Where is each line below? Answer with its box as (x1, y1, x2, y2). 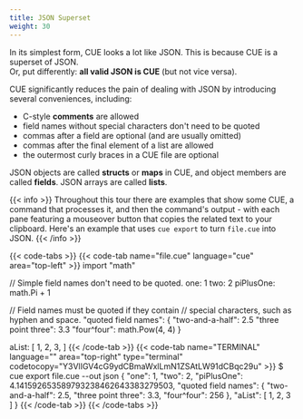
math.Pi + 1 (9, 287, 52, 297)
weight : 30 (9, 22, 51, 31)
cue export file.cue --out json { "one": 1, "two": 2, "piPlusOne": (9, 370, 243, 381)
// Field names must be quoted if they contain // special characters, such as (9, 305, 292, 316)
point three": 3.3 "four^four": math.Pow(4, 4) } (9, 324, 181, 335)
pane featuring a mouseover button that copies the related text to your (9, 213, 272, 224)
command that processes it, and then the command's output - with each (9, 203, 280, 214)
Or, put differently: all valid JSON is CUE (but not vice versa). (9, 65, 238, 77)
